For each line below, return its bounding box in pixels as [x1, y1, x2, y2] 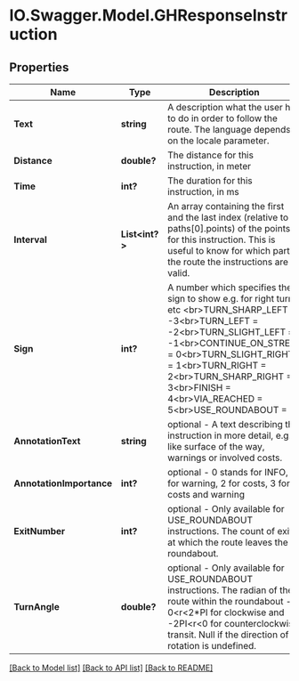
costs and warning [167, 489, 245, 500]
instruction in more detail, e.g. [167, 429, 292, 442]
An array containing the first [167, 200, 285, 212]
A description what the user [167, 101, 283, 113]
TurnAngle [13, 601, 60, 612]
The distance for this [167, 149, 254, 161]
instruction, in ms [167, 186, 239, 198]
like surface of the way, [167, 441, 265, 452]
